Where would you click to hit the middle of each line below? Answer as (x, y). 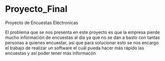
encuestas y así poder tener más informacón (50, 53)
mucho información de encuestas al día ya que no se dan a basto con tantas (82, 37)
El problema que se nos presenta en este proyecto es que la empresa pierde (82, 32)
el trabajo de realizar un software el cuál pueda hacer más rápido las (75, 48)
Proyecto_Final (36, 9)
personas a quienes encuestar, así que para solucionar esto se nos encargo (82, 42)
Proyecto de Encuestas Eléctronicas (42, 23)
